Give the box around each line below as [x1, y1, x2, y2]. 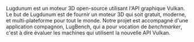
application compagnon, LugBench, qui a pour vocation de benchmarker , [6, 23, 182, 30]
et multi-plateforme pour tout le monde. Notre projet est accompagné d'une [6, 17, 189, 24]
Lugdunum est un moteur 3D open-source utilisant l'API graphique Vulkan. [6, 5, 185, 12]
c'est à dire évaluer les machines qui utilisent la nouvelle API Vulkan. [6, 29, 171, 36]
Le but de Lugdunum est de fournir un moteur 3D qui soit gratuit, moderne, [6, 11, 186, 18]
